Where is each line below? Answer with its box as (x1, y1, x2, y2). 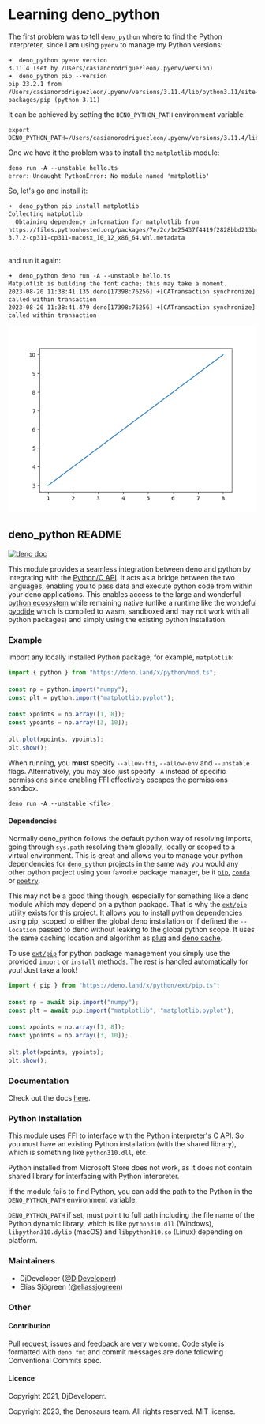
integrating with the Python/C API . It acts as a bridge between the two (8, 572, 235, 582)
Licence (8, 1373, 35, 1383)
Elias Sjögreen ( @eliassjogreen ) (19, 1282, 124, 1291)
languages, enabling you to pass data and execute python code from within (8, 581, 253, 591)
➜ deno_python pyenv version (8, 56, 108, 64)
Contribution (8, 1321, 51, 1331)
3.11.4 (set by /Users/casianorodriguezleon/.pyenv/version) (8, 64, 214, 72)
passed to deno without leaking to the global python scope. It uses (38, 925, 255, 934)
